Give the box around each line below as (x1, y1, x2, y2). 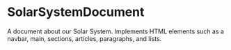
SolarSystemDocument (7, 4, 145, 20)
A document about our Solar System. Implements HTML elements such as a (7, 27, 225, 35)
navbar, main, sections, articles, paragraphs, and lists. (7, 34, 162, 42)
